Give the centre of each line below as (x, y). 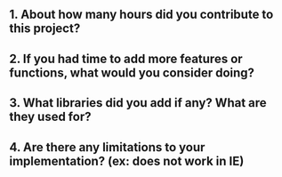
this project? (45, 29)
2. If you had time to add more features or (126, 58)
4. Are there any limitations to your (107, 147)
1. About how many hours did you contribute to (141, 15)
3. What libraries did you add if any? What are (138, 103)
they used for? (50, 117)
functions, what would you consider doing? (132, 72)
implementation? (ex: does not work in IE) (127, 161)
